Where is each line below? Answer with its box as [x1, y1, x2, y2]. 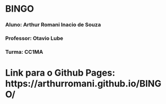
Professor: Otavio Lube [5, 35, 63, 42]
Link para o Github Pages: [5, 67, 115, 79]
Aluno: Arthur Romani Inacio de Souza [5, 21, 101, 28]
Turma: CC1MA [5, 48, 44, 55]
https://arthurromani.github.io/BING [5, 78, 161, 89]
